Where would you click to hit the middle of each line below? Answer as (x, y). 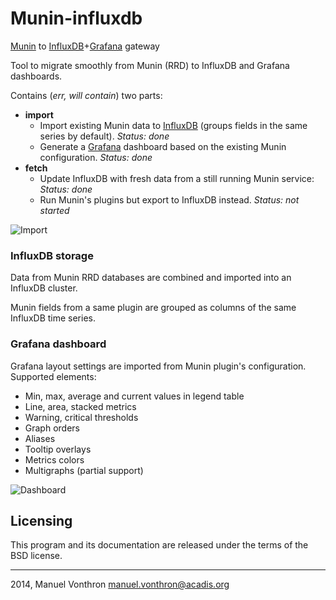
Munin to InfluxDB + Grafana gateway (85, 46)
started (54, 210)
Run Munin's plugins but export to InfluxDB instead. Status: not (169, 199)
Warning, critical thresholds (81, 417)
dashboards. (36, 76)
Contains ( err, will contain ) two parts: (86, 95)
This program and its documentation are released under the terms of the (159, 545)
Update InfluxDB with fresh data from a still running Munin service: (177, 178)
